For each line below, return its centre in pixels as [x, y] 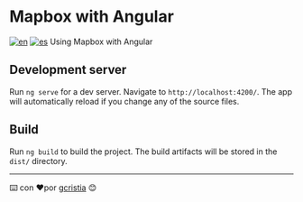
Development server [68, 70]
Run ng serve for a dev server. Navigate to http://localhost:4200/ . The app [151, 91]
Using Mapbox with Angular [101, 41]
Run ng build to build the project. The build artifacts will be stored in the [143, 151]
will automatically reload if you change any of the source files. [124, 101]
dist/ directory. [38, 161]
